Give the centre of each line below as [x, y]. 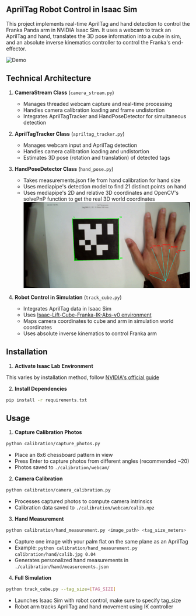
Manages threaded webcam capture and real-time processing [98, 104]
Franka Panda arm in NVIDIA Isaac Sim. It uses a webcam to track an [88, 30]
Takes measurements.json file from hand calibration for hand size [102, 180]
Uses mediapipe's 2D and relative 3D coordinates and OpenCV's [101, 192]
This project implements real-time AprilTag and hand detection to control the [98, 23]
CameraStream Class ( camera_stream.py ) [64, 92]
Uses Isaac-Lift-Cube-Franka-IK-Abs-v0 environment [87, 315]
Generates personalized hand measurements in [71, 560]
